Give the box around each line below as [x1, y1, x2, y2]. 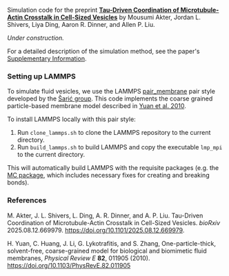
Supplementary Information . [7, 54, 87, 63]
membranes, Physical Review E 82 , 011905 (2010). [7, 254, 150, 262]
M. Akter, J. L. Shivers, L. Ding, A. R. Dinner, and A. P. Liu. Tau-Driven [7, 211, 203, 220]
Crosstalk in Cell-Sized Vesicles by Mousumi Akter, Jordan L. [23, 13, 201, 21]
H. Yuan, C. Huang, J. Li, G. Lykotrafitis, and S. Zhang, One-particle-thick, [7, 239, 216, 247]
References [7, 195, 47, 205]
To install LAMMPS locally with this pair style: [7, 115, 136, 123]
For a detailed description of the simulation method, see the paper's [7, 47, 200, 55]
